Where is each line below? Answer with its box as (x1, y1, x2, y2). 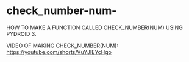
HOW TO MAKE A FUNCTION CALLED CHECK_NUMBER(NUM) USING (6, 24, 183, 31)
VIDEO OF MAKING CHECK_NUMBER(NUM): (6, 42, 119, 49)
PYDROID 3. (6, 30, 37, 37)
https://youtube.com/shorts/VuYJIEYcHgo (6, 48, 112, 55)
